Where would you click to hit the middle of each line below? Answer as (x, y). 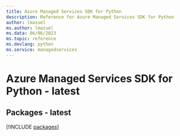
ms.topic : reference (31, 39)
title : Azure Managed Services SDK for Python (64, 11)
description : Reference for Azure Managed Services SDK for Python (90, 17)
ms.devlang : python (30, 45)
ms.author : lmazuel (30, 28)
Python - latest (43, 91)
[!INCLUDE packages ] (33, 127)
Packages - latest (39, 113)
